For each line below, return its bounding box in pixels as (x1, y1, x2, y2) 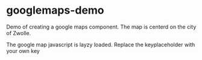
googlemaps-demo (6, 4, 104, 17)
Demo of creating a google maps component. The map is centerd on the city (6, 23, 197, 30)
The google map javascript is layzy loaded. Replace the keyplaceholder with (6, 41, 195, 48)
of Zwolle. (6, 29, 31, 36)
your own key (6, 47, 40, 54)
